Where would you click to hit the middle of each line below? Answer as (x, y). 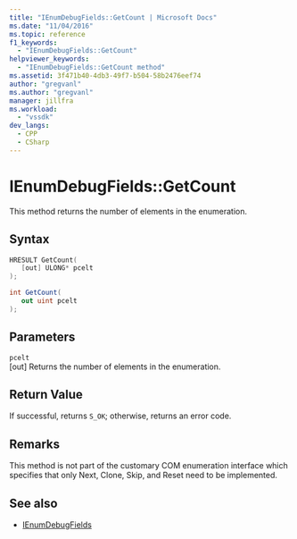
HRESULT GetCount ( (43, 260)
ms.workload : (33, 109)
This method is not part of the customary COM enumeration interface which (148, 466)
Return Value (46, 394)
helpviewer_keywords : (49, 59)
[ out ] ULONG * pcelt (57, 268)
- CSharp (33, 142)
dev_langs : (29, 126)
